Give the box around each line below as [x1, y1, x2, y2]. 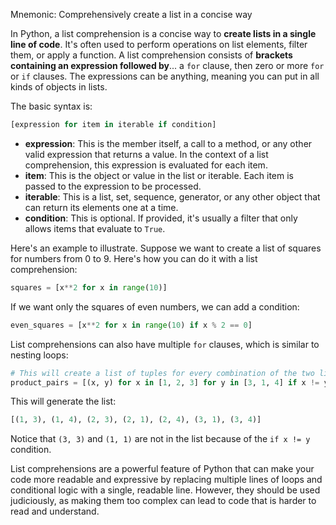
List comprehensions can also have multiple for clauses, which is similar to [10, 338, 320, 350]
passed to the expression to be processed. [24, 180, 202, 192]
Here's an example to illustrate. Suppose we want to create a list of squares [10, 242, 322, 254]
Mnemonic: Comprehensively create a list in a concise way [10, 9, 253, 20]
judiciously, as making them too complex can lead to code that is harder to [10, 495, 317, 507]
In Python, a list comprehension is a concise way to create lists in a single [10, 28, 317, 39]
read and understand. [10, 505, 100, 518]
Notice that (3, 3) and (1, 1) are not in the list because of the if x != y [10, 433, 311, 445]
